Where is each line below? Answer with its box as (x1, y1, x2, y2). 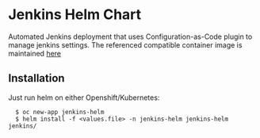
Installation (8, 71, 65, 85)
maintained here (8, 48, 62, 58)
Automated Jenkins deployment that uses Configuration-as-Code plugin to (8, 32, 253, 41)
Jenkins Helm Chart (8, 6, 142, 24)
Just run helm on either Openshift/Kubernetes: (8, 93, 160, 102)
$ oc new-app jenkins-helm (15, 108, 105, 116)
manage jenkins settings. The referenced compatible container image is (8, 40, 243, 49)
